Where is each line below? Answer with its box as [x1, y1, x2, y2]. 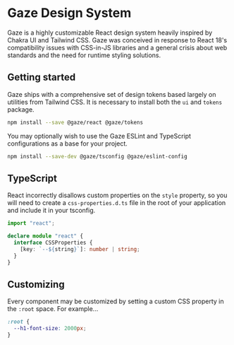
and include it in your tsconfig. [7, 206, 96, 215]
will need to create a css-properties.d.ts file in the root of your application [7, 199, 226, 207]
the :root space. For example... [7, 305, 99, 313]
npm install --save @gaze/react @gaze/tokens [7, 119, 143, 126]
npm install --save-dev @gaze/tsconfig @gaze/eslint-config [7, 153, 188, 160]
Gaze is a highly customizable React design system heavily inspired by [7, 28, 213, 37]
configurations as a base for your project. [7, 139, 128, 148]
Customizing [7, 278, 65, 291]
